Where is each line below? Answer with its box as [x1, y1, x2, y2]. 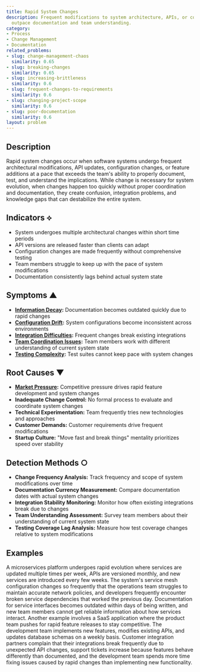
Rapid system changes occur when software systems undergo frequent [6, 157, 182, 165]
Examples [6, 548, 43, 558]
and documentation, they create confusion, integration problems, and [6, 189, 177, 196]
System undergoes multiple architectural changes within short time [14, 228, 180, 236]
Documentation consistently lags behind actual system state [14, 272, 163, 280]
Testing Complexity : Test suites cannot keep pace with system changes [14, 350, 193, 358]
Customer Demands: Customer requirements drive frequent [14, 422, 163, 429]
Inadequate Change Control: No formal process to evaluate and [14, 396, 173, 403]
